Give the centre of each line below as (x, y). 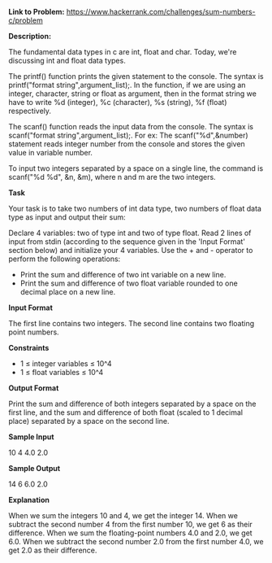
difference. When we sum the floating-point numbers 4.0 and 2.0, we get (131, 533)
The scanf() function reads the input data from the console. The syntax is (131, 127)
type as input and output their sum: (67, 217)
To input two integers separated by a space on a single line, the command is (136, 168)
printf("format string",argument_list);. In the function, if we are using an (127, 85)
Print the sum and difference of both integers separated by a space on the (132, 404)
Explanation (29, 500)
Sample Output (35, 468)
